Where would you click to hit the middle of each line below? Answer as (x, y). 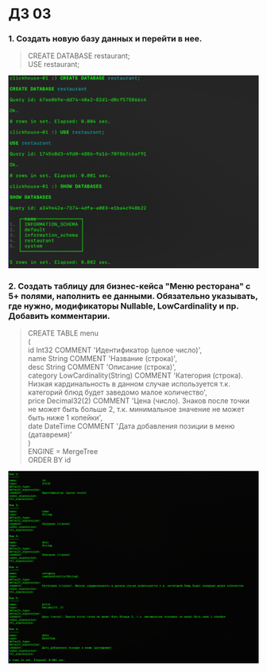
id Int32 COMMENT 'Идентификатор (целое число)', (115, 350)
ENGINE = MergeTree (63, 452)
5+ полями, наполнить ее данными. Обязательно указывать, (133, 296)
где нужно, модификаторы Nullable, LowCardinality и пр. (124, 305)
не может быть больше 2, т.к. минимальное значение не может (136, 410)
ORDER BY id (49, 460)
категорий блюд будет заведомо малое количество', (118, 392)
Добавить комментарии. (59, 316)
